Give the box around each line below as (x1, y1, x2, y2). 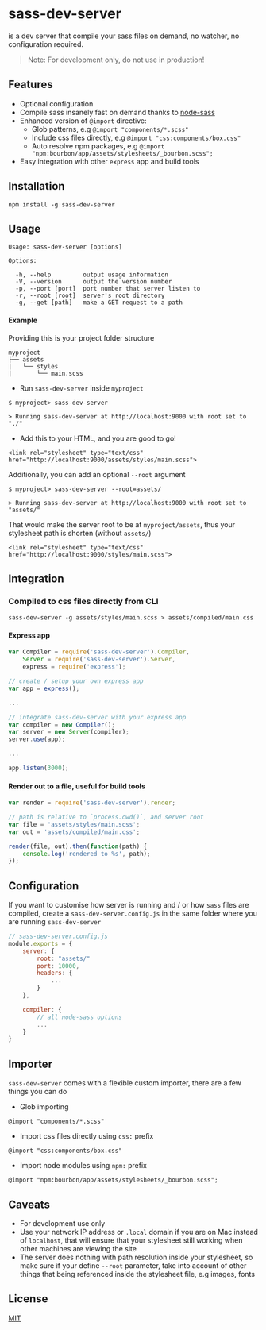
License (8, 1292, 48, 1306)
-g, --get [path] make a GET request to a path (15, 299, 183, 306)
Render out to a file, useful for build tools (8, 781, 145, 791)
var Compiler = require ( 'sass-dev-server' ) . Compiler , (8, 648, 191, 656)
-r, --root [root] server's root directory (15, 291, 165, 300)
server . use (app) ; (8, 735, 66, 743)
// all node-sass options (37, 1013, 123, 1021)
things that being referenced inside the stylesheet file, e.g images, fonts (19, 1269, 256, 1278)
